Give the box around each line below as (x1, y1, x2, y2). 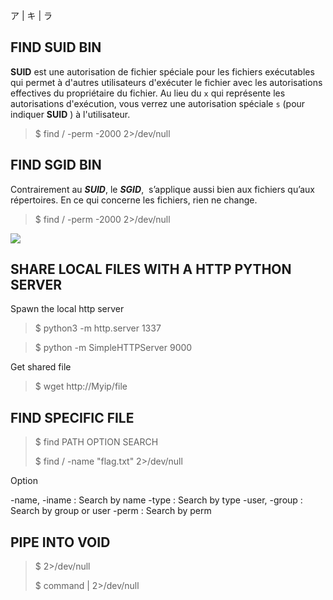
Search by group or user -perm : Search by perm (10, 505, 212, 517)
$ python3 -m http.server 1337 (34, 322, 162, 334)
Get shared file (10, 361, 72, 373)
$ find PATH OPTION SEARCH (34, 436, 159, 448)
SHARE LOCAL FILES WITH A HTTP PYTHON (10, 261, 292, 278)
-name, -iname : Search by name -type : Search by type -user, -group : (10, 494, 303, 506)
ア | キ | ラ (10, 10, 53, 21)
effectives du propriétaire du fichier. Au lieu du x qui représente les (10, 87, 286, 99)
